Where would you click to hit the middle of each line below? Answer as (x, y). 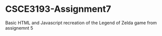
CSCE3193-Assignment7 (58, 9)
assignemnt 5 (19, 28)
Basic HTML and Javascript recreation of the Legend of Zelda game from (81, 23)
